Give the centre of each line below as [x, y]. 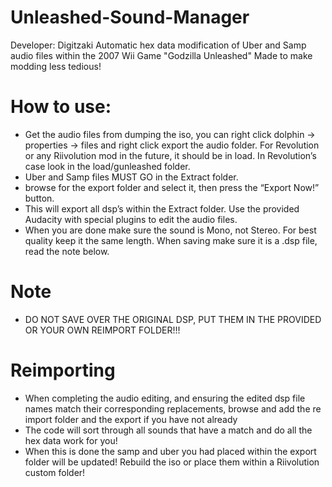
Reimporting [63, 370]
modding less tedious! [56, 66]
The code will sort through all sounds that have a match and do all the [168, 430]
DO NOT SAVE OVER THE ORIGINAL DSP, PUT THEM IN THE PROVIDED [173, 319]
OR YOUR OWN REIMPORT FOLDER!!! [102, 330]
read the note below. [67, 251]
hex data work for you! [71, 440]
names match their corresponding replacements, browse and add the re [173, 408]
